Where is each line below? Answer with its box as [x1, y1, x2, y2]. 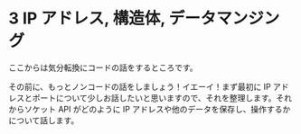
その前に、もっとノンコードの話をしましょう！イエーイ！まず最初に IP [8, 81, 272, 92]
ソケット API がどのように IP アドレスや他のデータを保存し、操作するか [24, 103, 291, 114]
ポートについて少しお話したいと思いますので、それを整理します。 [32, 92, 277, 103]
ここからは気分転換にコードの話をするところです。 [8, 62, 198, 73]
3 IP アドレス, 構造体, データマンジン [8, 8, 280, 29]
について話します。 [8, 114, 80, 126]
